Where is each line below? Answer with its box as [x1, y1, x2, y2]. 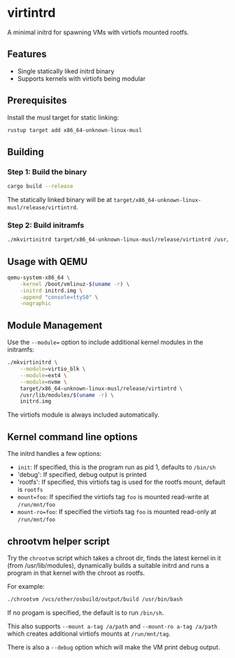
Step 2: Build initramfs [7, 220, 85, 230]
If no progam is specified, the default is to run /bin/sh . [7, 608, 164, 617]
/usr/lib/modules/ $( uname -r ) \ [20, 392, 114, 399]
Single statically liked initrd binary [17, 66, 115, 75]
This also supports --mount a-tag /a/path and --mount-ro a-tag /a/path [7, 622, 218, 630]
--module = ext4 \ [20, 372, 68, 379]
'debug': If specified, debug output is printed [17, 471, 147, 479]
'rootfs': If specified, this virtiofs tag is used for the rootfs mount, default [17, 478, 226, 487]
